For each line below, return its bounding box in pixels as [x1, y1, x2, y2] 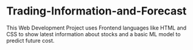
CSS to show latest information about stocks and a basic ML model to [6, 30, 181, 37]
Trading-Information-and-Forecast [6, 4, 187, 18]
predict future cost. [6, 37, 55, 44]
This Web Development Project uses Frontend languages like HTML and [6, 24, 187, 31]
